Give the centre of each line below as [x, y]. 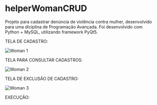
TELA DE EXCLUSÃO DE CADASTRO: [42, 79]
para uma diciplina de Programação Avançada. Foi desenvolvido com [74, 26]
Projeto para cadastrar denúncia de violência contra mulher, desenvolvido [78, 22]
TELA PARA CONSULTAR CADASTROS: [44, 60]
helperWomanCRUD [46, 8]
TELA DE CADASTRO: [27, 41]
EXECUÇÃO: [17, 97]
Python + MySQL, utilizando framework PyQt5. [51, 32]
